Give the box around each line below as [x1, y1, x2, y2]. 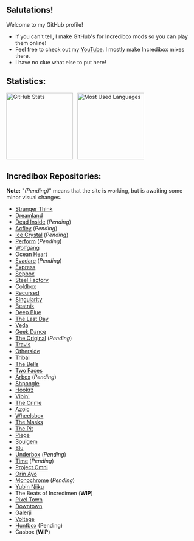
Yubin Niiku [15, 483, 44, 491]
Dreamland [15, 212, 43, 219]
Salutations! [6, 5, 54, 15]
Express [15, 264, 36, 271]
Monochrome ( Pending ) [15, 477, 75, 484]
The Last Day [15, 315, 49, 323]
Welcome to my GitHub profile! [6, 21, 83, 28]
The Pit [15, 425, 33, 432]
